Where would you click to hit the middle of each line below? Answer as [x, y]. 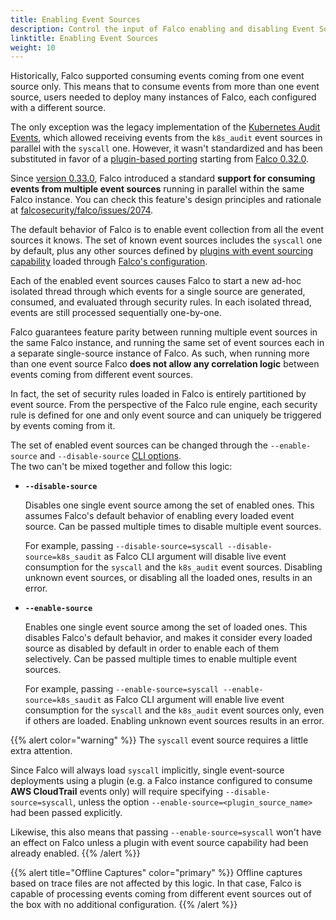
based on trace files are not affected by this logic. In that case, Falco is [156, 883]
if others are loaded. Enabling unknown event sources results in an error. [174, 721]
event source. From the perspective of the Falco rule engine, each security [164, 405]
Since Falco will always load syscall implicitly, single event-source [147, 770]
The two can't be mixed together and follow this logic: [121, 467]
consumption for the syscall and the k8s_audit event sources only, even [174, 710]
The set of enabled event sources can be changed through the [139, 445]
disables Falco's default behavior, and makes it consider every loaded [168, 638]
